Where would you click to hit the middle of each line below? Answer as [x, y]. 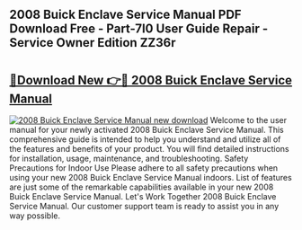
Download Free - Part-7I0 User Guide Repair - [139, 29]
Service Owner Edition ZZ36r [93, 43]
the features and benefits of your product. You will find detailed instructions [149, 149]
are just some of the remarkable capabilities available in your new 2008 [142, 187]
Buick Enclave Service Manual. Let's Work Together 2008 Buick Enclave [143, 196]
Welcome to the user [249, 120]
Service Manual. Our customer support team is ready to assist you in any [144, 206]
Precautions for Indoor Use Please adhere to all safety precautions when [144, 168]
